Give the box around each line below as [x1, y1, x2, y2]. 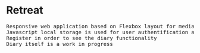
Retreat [6, 4, 43, 17]
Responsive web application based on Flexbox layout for [6, 23, 176, 29]
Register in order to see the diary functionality [6, 35, 157, 41]
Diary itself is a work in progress [6, 41, 113, 47]
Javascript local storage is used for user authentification [6, 29, 189, 35]
